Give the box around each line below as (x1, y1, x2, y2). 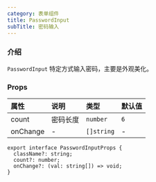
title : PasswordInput (7, 17, 70, 24)
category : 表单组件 (7, 10, 60, 17)
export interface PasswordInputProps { (7, 144, 123, 151)
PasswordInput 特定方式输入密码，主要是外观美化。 (7, 64, 153, 73)
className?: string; (13, 150, 73, 157)
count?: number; (13, 156, 60, 163)
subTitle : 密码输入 (7, 23, 60, 30)
